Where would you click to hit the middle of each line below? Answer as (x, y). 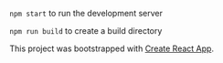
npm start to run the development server (86, 13)
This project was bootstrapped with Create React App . (112, 48)
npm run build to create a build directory (86, 31)
